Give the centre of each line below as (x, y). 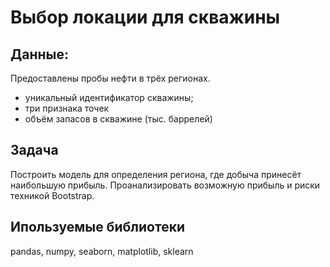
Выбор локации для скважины (145, 17)
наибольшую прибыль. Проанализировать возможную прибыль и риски (165, 185)
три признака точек (67, 108)
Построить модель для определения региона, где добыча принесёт (156, 174)
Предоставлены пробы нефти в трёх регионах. (110, 78)
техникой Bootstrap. (52, 195)
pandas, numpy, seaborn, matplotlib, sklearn (102, 251)
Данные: (39, 54)
